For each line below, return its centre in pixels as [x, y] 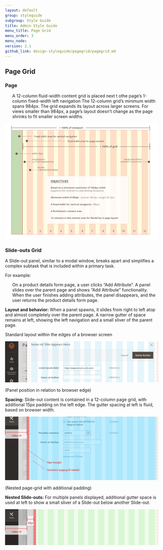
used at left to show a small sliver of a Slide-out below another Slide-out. [78, 502]
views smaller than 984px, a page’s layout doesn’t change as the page [82, 111]
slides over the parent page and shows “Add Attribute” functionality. [80, 290]
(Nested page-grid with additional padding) [48, 488]
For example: [18, 275]
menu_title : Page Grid [28, 31]
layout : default [21, 10]
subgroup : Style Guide [28, 20]
